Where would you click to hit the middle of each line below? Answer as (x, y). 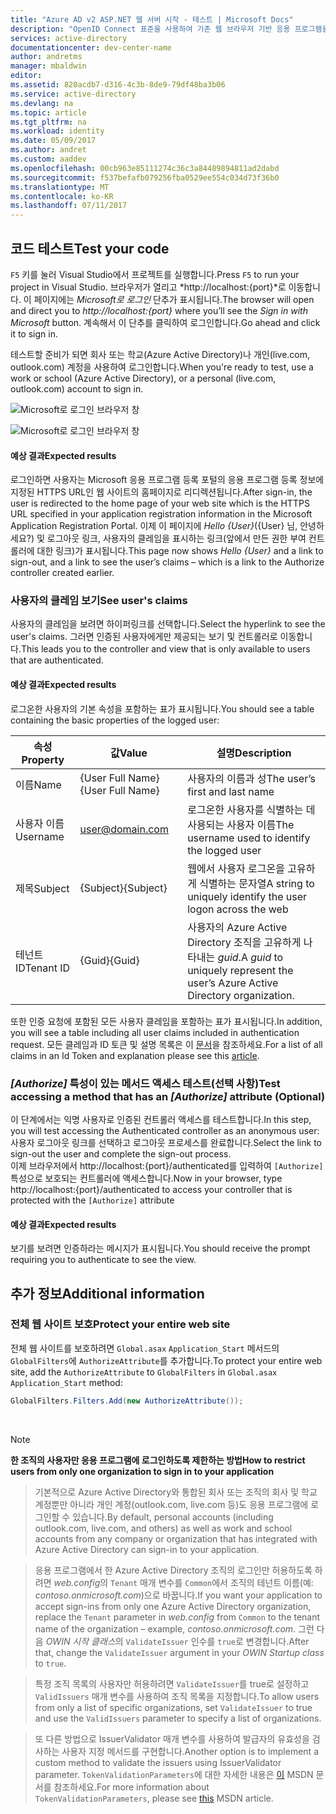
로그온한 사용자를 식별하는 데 (251, 809)
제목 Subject (42, 888)
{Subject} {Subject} (123, 888)
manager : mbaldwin (48, 66)
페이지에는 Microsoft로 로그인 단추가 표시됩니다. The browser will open (174, 299)
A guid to (262, 957)
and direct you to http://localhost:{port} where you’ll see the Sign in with (159, 310)
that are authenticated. (57, 660)
